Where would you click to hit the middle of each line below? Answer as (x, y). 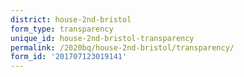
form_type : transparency (62, 29)
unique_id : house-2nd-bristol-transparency (102, 38)
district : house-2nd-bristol (71, 19)
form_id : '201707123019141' (69, 57)
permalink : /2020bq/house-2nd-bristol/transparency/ (122, 47)
